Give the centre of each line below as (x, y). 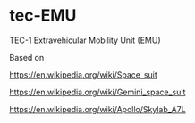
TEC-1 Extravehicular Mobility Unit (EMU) (85, 40)
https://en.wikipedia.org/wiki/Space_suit (84, 74)
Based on (27, 57)
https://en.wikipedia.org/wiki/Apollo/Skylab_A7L (97, 109)
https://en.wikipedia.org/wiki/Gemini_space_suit (97, 92)
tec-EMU (43, 16)
